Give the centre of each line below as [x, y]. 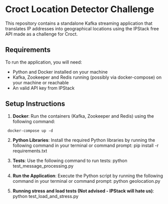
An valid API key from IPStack [44, 88]
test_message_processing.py [43, 166]
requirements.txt [30, 150]
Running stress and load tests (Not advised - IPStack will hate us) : [83, 191]
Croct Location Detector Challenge [80, 9]
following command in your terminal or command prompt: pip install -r [86, 145]
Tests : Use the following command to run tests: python [70, 161]
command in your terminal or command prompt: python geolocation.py [86, 181]
